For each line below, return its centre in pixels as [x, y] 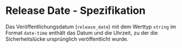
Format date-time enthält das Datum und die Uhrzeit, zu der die [82, 32]
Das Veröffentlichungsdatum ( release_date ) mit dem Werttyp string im [91, 27]
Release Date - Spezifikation [76, 11]
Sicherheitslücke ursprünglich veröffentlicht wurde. [67, 39]
